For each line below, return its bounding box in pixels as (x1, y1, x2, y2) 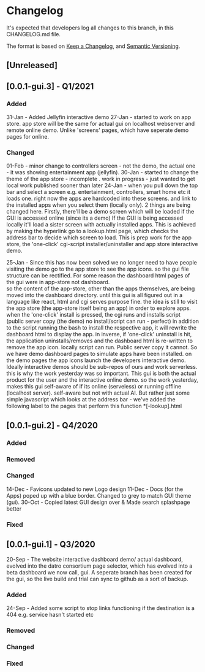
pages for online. (6, 133, 49, 141)
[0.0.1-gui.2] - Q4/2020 (6, 420, 98, 430)
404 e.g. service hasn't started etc (6, 611, 94, 618)
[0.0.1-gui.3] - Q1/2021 (6, 81, 94, 91)
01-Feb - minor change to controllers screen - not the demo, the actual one (6, 162, 196, 169)
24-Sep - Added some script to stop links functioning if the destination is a (6, 604, 195, 611)
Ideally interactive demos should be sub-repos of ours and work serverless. (6, 363, 198, 371)
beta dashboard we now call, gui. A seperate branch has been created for (6, 568, 192, 576)
